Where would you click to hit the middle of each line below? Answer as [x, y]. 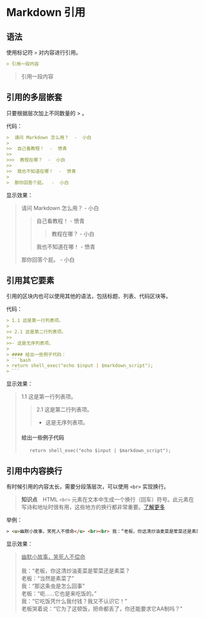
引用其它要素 [30, 280]
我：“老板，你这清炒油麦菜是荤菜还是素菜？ [76, 571]
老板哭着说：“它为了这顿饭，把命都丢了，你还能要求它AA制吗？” [102, 609]
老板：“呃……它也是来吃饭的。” [59, 594]
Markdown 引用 [46, 12]
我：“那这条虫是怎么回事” [53, 586]
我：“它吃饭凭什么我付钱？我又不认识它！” [74, 601]
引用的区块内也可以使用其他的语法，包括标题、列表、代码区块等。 [89, 296]
